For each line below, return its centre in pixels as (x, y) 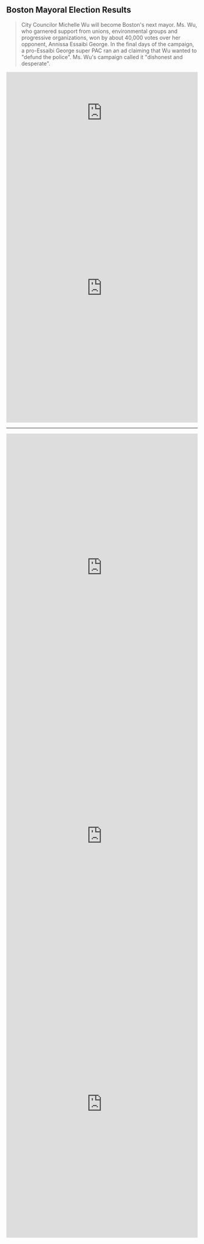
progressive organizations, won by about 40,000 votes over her (101, 37)
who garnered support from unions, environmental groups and (99, 31)
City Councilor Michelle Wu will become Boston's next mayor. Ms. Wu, (109, 24)
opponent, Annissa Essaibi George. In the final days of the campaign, (107, 44)
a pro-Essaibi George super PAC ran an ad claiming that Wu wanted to (109, 50)
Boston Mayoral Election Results (69, 10)
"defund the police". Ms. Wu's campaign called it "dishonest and (102, 57)
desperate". (36, 63)
